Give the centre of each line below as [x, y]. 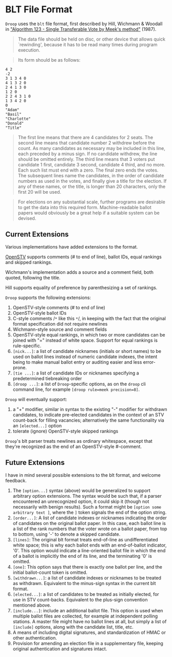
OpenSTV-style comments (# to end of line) [59, 307]
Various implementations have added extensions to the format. [72, 247]
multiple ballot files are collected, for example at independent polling [85, 616]
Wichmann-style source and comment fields [60, 329]
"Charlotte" [18, 119]
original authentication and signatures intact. [60, 649]
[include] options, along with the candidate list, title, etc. [73, 627]
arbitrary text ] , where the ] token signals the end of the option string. [90, 512]
